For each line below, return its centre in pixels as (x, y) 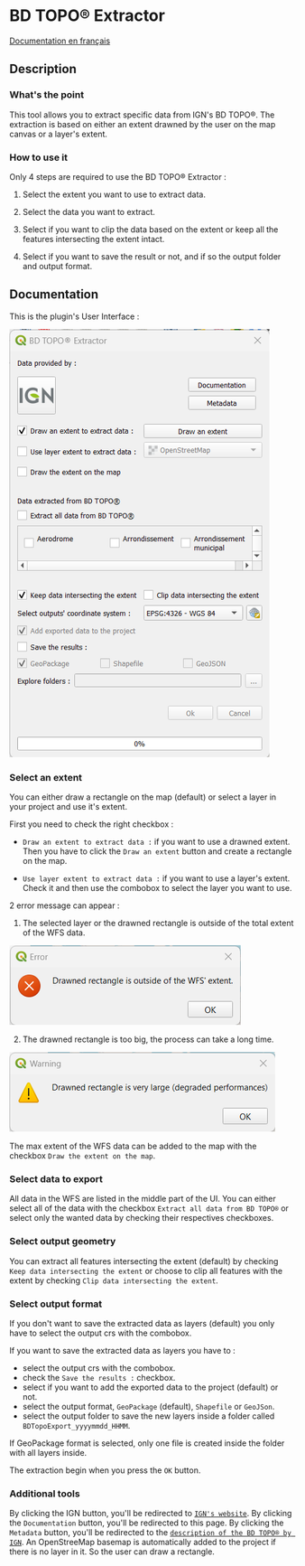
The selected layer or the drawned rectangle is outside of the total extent (158, 924)
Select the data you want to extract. (89, 211)
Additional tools (45, 1494)
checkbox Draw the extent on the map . (83, 1156)
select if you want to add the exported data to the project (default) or (150, 1387)
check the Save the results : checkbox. (99, 1377)
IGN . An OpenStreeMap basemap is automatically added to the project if (143, 1543)
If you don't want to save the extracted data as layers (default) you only (142, 1323)
